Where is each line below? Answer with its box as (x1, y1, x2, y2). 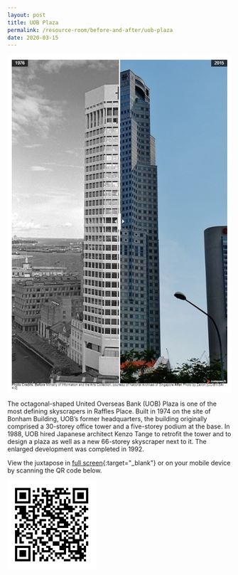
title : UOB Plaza (7, 19, 59, 26)
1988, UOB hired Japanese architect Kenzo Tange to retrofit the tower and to (7, 430, 232, 438)
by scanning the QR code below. (7, 466, 102, 475)
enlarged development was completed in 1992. (7, 445, 144, 453)
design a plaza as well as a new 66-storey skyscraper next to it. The (7, 438, 207, 446)
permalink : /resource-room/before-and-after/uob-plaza (7, 26, 173, 33)
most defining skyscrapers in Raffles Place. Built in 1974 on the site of (7, 407, 211, 416)
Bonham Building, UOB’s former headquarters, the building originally (7, 415, 207, 423)
